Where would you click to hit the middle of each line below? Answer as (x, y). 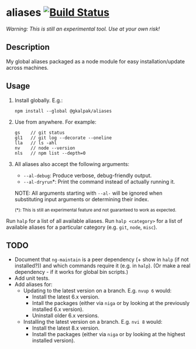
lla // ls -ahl (36, 143)
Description (28, 47)
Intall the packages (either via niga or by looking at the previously (111, 303)
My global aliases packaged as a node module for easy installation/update (96, 61)
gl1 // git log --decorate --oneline (63, 138)
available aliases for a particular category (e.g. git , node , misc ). (82, 227)
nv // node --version (45, 148)
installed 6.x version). (58, 309)
